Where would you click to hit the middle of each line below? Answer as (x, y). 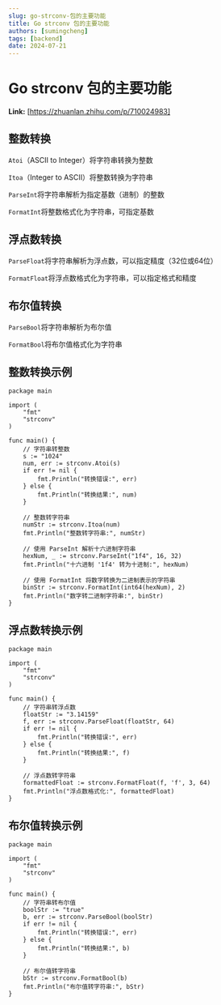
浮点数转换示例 (46, 630)
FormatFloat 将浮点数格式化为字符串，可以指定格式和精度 (102, 278)
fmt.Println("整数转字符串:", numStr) (84, 534)
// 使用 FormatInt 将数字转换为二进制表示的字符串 (99, 581)
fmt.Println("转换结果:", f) (84, 753)
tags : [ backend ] (35, 38)
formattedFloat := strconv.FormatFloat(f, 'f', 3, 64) (117, 783)
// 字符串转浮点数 (50, 708)
